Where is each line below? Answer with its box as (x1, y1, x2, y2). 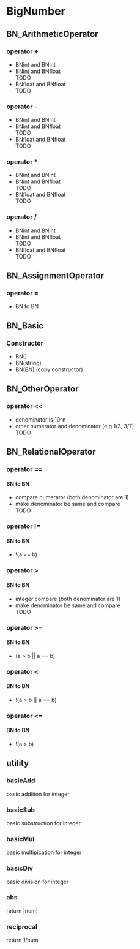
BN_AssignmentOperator (6, 271, 105, 281)
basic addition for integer (6, 790, 70, 798)
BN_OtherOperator (6, 384, 79, 394)
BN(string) (15, 360, 42, 367)
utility (6, 758, 29, 768)
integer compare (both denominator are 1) (15, 595, 121, 602)
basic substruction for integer (6, 819, 81, 826)
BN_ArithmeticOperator (6, 29, 98, 39)
